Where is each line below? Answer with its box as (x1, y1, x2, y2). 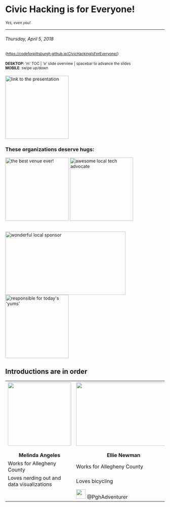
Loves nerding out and (8, 475, 61, 482)
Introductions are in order (5, 367, 88, 375)
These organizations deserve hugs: (5, 146, 95, 153)
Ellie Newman (107, 452, 141, 459)
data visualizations (8, 481, 52, 488)
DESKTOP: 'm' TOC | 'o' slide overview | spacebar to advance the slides (5, 61, 131, 66)
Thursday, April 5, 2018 (5, 35, 54, 41)
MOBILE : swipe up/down (5, 66, 49, 71)
